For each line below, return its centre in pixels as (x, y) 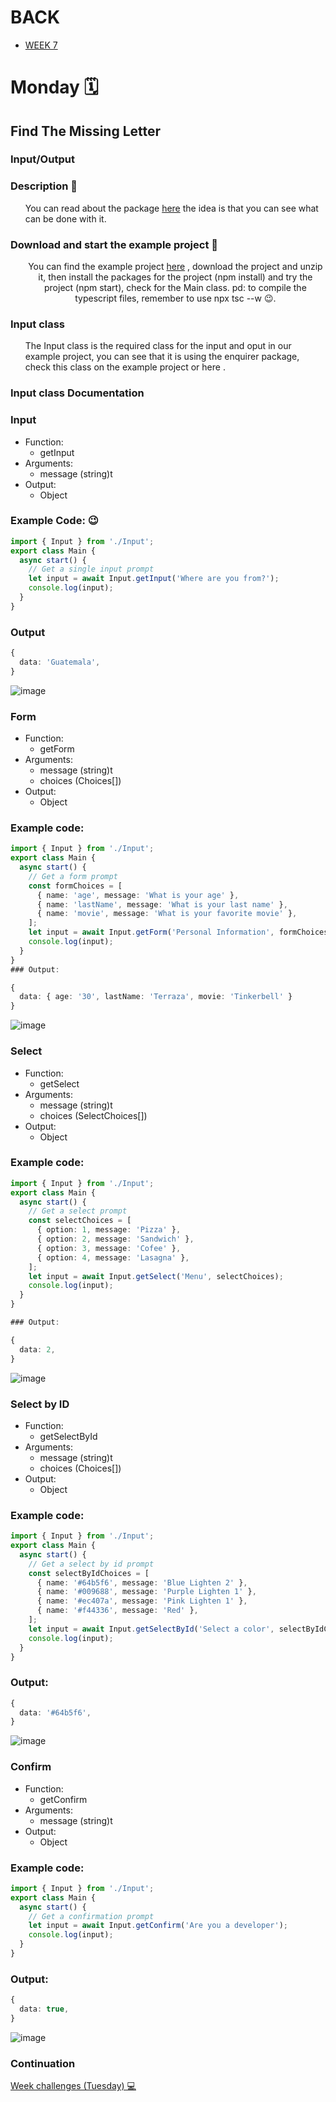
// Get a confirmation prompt (91, 1916)
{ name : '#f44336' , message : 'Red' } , (117, 1611)
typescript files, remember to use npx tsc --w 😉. (175, 298)
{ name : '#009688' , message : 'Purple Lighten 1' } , (146, 1592)
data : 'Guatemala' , (60, 662)
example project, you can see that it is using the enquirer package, (162, 357)
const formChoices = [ (75, 886)
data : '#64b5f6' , (55, 1712)
